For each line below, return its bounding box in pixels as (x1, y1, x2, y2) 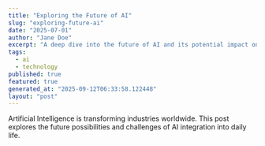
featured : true (8, 77, 58, 85)
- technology (15, 63, 58, 71)
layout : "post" (8, 92, 58, 100)
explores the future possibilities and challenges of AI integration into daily (8, 122, 247, 132)
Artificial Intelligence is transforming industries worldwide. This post (8, 114, 230, 123)
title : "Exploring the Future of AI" (8, 11, 132, 20)
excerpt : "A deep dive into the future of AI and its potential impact (8, 41, 248, 49)
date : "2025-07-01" (8, 26, 73, 34)
